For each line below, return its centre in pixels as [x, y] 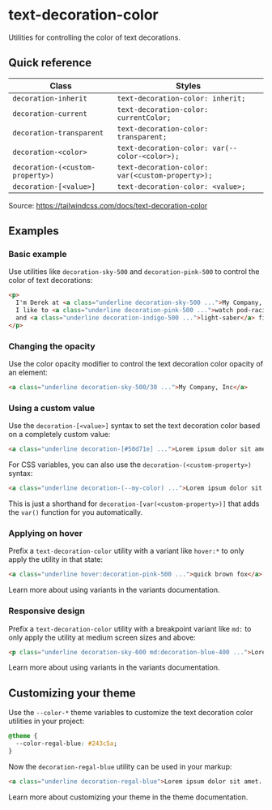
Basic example [38, 255]
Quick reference [50, 63]
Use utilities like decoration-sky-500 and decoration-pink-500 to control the [134, 272]
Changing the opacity [52, 346]
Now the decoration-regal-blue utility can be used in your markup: [120, 766]
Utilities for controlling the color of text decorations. [94, 37]
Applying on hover [46, 533]
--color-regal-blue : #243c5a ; [66, 744]
